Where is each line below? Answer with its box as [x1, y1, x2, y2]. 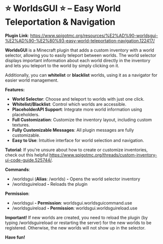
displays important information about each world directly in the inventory [5, 57, 150, 63]
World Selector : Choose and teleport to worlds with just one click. [12, 96, 145, 102]
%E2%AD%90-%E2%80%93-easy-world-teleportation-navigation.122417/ [5, 37, 155, 43]
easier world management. [5, 77, 59, 83]
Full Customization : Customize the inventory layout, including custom [12, 117, 152, 122]
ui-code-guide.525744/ [5, 157, 52, 163]
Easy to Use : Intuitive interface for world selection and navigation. [12, 137, 144, 143]
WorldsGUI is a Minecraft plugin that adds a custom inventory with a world [5, 47, 154, 53]
